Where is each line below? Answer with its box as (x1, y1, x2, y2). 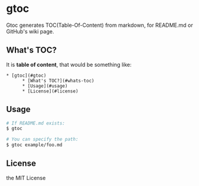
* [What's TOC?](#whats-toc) (21, 77, 95, 83)
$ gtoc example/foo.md (6, 142, 63, 148)
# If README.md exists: (6, 120, 66, 126)
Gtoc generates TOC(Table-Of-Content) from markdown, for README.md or (6, 21, 194, 29)
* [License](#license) (21, 88, 79, 94)
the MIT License (6, 174, 46, 181)
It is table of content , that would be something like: (6, 61, 132, 68)
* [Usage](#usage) (21, 83, 68, 89)
